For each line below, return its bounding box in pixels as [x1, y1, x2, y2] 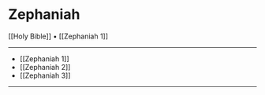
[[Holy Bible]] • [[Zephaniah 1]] [8, 31, 109, 41]
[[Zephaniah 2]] [19, 62, 71, 71]
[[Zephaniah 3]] [19, 71, 71, 80]
